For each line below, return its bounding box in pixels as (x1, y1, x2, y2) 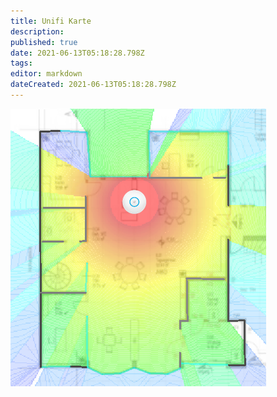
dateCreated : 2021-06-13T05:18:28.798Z (10, 80, 177, 90)
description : (10, 26, 65, 37)
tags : (10, 58, 33, 69)
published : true (10, 37, 78, 47)
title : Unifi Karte (10, 16, 92, 26)
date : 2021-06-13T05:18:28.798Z (10, 48, 145, 58)
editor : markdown (10, 69, 83, 79)
